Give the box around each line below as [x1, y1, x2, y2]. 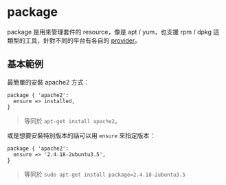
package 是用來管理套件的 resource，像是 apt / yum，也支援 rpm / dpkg [7, 28, 212, 36]
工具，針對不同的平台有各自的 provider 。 [25, 36, 141, 45]
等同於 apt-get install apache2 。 [23, 116, 122, 124]
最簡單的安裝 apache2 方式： [7, 78, 90, 86]
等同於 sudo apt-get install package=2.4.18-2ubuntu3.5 [23, 170, 186, 178]
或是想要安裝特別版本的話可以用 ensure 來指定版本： [7, 131, 156, 140]
